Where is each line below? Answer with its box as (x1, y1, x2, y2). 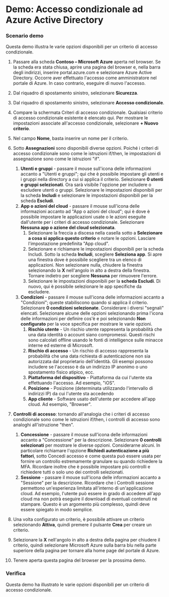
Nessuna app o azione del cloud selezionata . (20, 224, 116, 230)
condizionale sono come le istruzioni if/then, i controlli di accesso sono (13, 416, 160, 423)
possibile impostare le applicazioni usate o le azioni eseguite (20, 214, 146, 220)
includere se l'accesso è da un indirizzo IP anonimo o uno (28, 364, 148, 370)
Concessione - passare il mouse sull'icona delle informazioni (20, 432, 148, 438)
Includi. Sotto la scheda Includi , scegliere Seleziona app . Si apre (28, 251, 162, 258)
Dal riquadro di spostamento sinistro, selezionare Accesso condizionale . (13, 100, 164, 106)
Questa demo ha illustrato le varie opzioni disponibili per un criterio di (6, 581, 150, 587)
